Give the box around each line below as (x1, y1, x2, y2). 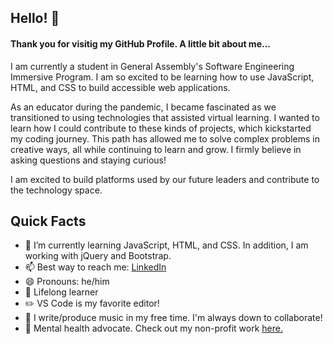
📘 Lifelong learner (24, 286, 99, 298)
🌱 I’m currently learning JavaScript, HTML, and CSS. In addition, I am (24, 239, 309, 251)
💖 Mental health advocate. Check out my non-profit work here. (24, 322, 283, 335)
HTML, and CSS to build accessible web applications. (10, 81, 231, 93)
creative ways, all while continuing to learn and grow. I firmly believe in (10, 143, 302, 155)
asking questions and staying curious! (10, 154, 167, 166)
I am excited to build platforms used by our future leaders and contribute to (10, 173, 320, 185)
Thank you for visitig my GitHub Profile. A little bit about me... (10, 37, 272, 50)
